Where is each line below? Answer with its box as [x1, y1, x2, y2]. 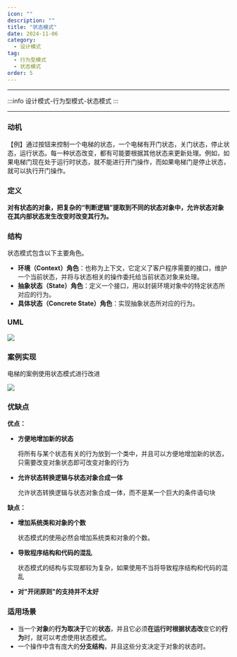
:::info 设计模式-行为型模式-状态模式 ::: [7, 96, 119, 105]
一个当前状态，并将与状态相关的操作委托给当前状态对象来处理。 [17, 273, 203, 281]
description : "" [7, 17, 55, 24]
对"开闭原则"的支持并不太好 [17, 588, 99, 596]
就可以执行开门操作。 [7, 166, 69, 175]
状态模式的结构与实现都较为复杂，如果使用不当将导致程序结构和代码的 [17, 564, 222, 572]
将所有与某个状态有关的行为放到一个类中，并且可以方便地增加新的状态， [17, 450, 228, 458]
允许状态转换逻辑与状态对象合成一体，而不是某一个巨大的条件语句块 [17, 489, 216, 497]
